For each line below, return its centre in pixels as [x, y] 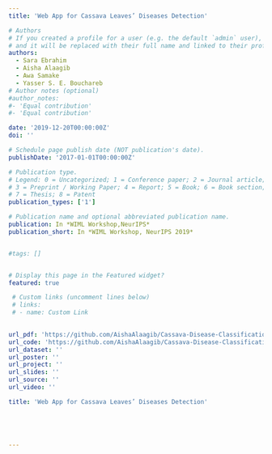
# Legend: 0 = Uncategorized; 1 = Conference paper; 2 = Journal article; [137, 180]
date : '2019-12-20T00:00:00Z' [59, 128]
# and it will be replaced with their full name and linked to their [128, 45]
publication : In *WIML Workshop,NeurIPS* [79, 224]
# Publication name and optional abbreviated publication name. [119, 217]
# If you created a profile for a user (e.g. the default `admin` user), [136, 38]
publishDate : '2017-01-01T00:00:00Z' [72, 157]
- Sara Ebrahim [41, 61]
